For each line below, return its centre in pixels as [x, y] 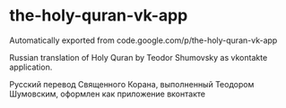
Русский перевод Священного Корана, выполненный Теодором [132, 84]
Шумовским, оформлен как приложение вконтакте [108, 94]
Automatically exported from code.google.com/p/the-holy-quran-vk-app [143, 40]
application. [31, 67]
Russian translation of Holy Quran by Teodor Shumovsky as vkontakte [139, 57]
